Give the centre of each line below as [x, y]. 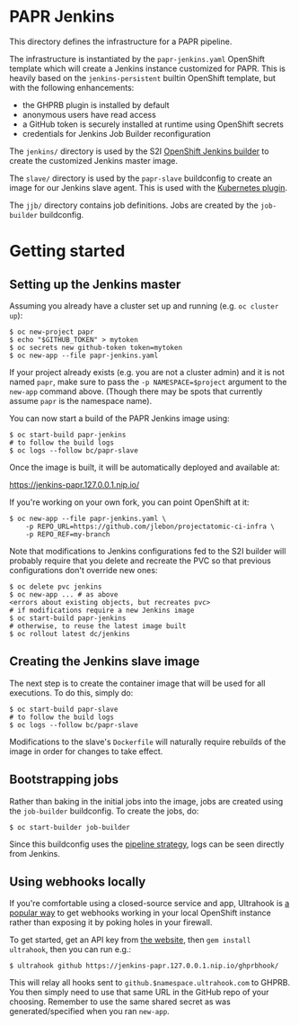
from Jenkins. [35, 853]
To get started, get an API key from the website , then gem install [130, 940]
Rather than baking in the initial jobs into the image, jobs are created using [146, 801]
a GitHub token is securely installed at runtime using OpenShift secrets [153, 124]
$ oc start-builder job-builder [70, 827]
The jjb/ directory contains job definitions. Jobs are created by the [134, 205]
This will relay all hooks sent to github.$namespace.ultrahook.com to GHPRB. [150, 983]
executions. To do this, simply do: [71, 692]
